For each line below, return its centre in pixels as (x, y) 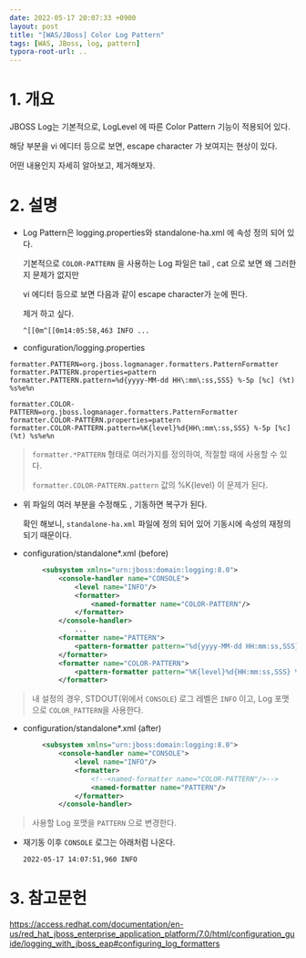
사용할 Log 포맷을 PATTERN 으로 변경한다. (104, 823)
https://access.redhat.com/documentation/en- (97, 924)
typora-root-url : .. (49, 52)
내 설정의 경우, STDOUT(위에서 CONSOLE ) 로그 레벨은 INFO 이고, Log (152, 699)
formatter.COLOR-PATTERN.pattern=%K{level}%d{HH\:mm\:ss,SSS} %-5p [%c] (150, 428)
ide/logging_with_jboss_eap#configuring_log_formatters (115, 943)
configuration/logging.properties (84, 348)
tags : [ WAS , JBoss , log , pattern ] (75, 43)
